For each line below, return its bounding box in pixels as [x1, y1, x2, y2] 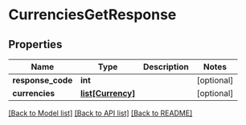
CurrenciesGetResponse [8, 6, 177, 24]
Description [143, 62, 189, 72]
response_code [12, 75, 73, 86]
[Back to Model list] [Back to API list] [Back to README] [8, 108, 193, 118]
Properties [8, 38, 63, 51]
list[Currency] [80, 88, 136, 99]
